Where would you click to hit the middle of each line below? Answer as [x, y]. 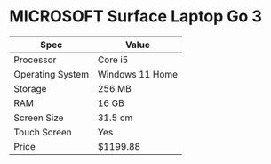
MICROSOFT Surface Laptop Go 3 [135, 16]
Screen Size [39, 118]
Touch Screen [43, 132]
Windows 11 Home [138, 74]
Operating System [52, 74]
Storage [30, 88]
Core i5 [113, 60]
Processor [35, 60]
